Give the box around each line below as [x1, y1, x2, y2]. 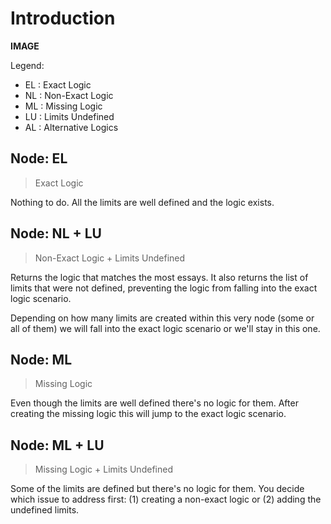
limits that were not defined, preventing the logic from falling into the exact [10, 282, 318, 294]
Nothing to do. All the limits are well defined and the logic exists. [10, 196, 275, 208]
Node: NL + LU [10, 225, 102, 242]
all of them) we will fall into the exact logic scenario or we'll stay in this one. [10, 322, 321, 334]
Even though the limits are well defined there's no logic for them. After [10, 397, 299, 409]
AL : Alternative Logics [24, 121, 119, 133]
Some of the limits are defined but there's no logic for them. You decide [10, 483, 305, 495]
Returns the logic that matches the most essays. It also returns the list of [10, 271, 309, 283]
